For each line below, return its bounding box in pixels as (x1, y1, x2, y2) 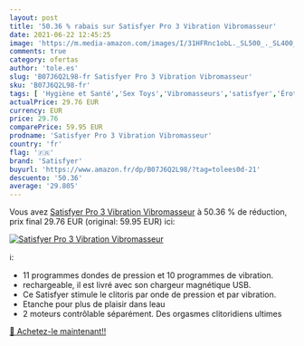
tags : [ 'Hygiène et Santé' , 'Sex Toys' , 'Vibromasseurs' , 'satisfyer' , (9, 89, 278, 98)
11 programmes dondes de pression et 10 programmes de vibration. (22, 270, 274, 281)
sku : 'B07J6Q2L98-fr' (9, 81, 91, 90)
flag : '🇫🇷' (9, 148, 54, 157)
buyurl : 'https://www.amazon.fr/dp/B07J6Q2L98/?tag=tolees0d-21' (9, 165, 261, 174)
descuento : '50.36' (9, 173, 83, 182)
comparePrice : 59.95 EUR (9, 123, 103, 132)
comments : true (9, 47, 67, 56)
